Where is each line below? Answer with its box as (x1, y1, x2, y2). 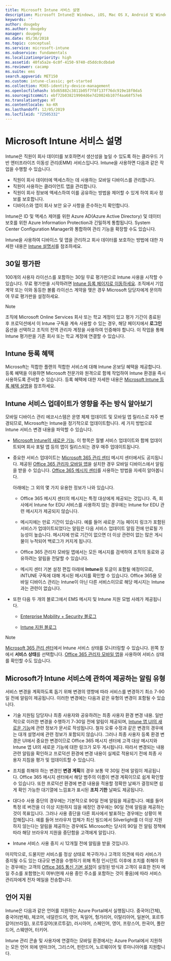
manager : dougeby (5, 31, 42, 36)
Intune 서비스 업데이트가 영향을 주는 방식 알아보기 (5, 399, 153, 408)
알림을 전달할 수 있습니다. (38, 555, 89, 562)
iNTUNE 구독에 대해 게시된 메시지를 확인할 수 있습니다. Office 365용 (20, 572, 157, 579)
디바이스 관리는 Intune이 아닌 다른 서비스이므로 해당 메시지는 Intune (30, 579, 165, 585)
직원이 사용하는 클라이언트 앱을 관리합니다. (12, 183, 98, 189)
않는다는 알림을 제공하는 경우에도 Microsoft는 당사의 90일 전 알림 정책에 (22, 823, 166, 829)
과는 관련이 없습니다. (20, 585, 62, 592)
